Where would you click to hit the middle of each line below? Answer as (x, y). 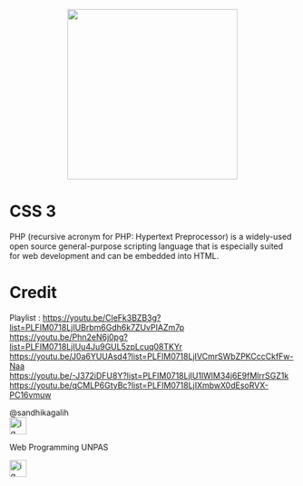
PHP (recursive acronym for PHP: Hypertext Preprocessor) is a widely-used (151, 236)
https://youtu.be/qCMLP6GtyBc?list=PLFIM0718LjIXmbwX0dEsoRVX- (139, 385)
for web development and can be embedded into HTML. (114, 255)
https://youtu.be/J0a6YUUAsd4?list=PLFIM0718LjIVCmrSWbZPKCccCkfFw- (151, 356)
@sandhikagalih (39, 412)
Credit (33, 293)
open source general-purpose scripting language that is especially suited (147, 246)
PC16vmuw (30, 394)
